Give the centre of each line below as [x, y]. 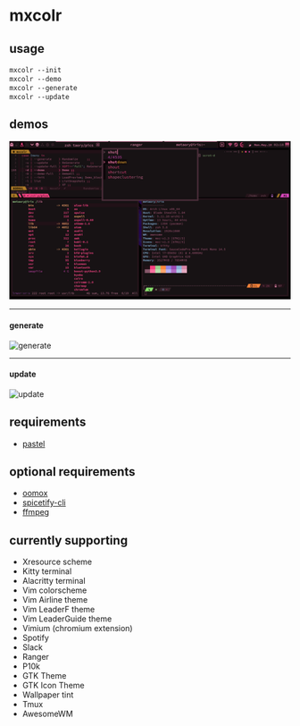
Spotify [35, 638]
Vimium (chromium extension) [77, 629]
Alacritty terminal [54, 581]
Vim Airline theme [55, 600]
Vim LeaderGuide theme [67, 619]
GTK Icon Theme [53, 686]
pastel [33, 443]
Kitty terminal [47, 571]
